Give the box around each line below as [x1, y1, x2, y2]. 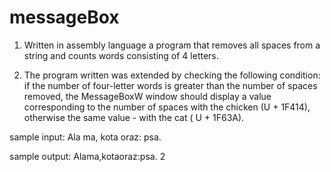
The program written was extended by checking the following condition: [23, 69, 321, 81]
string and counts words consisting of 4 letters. [23, 49, 219, 61]
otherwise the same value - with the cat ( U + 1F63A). [23, 111, 245, 123]
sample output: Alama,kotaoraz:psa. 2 [9, 150, 166, 162]
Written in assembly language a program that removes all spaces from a [23, 39, 321, 51]
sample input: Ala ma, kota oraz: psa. [9, 131, 162, 143]
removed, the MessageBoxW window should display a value [23, 90, 272, 102]
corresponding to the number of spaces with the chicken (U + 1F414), [23, 101, 311, 113]
